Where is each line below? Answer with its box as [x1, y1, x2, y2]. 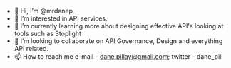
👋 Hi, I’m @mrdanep [14, 7, 73, 15]
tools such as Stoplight [14, 29, 82, 38]
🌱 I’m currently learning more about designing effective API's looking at [14, 22, 224, 30]
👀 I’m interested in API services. [14, 14, 108, 23]
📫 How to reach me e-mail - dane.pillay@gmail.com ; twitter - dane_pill [14, 52, 223, 60]
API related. [14, 45, 48, 52]
